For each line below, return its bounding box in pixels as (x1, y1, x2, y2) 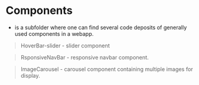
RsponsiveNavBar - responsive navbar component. (20, 53, 149, 61)
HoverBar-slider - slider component (20, 42, 110, 49)
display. (20, 72, 41, 79)
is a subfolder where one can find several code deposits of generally (14, 24, 187, 31)
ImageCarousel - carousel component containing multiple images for (20, 65, 194, 73)
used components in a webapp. (14, 30, 94, 37)
